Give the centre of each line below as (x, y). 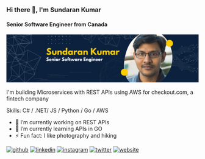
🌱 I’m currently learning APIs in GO (59, 129)
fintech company (27, 99)
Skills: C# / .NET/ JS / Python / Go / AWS (57, 111)
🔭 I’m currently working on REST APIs (62, 122)
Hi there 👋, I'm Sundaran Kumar (54, 10)
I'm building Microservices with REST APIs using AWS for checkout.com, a (100, 92)
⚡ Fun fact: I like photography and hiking (66, 136)
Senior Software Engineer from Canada (57, 24)
